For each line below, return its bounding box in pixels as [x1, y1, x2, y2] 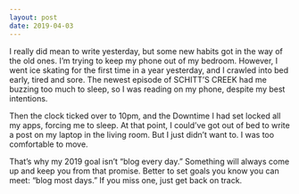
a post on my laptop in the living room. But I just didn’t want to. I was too [9, 129, 275, 140]
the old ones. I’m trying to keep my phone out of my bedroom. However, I [9, 55, 278, 66]
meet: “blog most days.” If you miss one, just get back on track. [9, 174, 243, 185]
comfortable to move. [9, 139, 88, 150]
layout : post [9, 12, 58, 22]
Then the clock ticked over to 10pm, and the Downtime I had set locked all [9, 110, 281, 121]
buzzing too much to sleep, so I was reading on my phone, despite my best [9, 84, 286, 94]
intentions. [9, 93, 48, 103]
